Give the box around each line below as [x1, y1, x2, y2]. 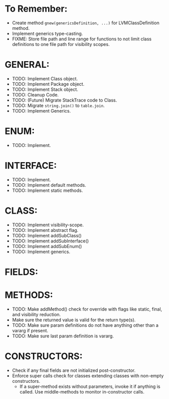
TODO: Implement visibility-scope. [12, 222, 84, 228]
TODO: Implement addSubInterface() [12, 238, 89, 244]
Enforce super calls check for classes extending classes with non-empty [12, 372, 164, 379]
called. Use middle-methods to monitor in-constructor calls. [19, 388, 145, 394]
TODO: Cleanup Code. [12, 91, 59, 97]
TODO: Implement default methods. [12, 182, 87, 188]
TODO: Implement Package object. [12, 81, 85, 87]
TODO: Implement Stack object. [12, 86, 78, 92]
